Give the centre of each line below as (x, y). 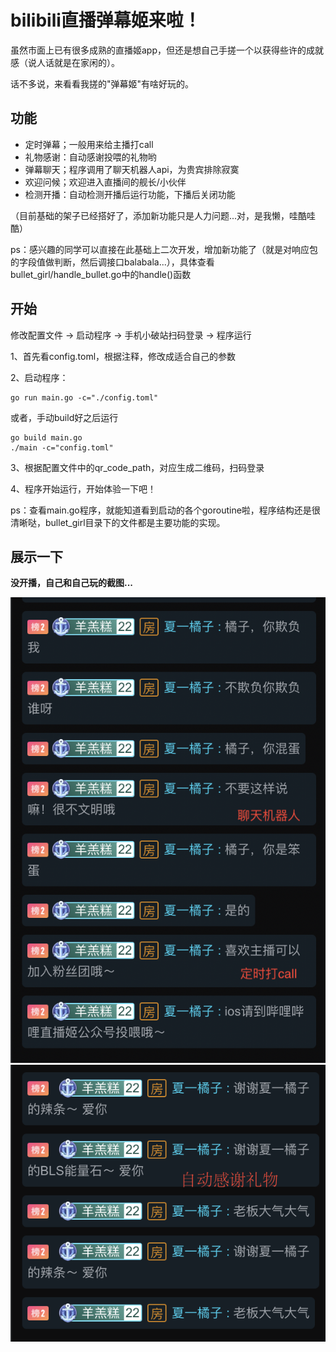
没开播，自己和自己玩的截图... (72, 583)
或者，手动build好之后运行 (64, 417)
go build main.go (46, 437)
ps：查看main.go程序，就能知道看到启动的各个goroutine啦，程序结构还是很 (165, 510)
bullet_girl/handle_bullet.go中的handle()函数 (101, 274)
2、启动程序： (39, 377)
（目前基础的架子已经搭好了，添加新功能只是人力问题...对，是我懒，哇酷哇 (163, 215)
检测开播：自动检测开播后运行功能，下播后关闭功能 (130, 194)
